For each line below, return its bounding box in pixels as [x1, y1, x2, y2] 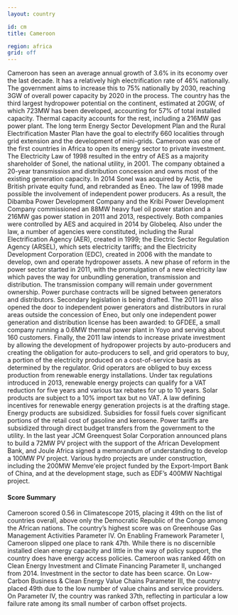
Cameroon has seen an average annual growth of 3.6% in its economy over [7, 69, 229, 77]
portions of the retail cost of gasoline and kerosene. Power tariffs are [7, 417, 209, 425]
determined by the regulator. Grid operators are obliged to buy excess [7, 363, 212, 372]
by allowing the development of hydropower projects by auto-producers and [7, 341, 231, 349]
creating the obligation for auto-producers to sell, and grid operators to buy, [7, 348, 229, 357]
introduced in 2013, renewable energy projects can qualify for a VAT [7, 378, 207, 387]
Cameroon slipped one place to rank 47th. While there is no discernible [7, 539, 216, 547]
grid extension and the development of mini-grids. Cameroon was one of [7, 137, 221, 146]
